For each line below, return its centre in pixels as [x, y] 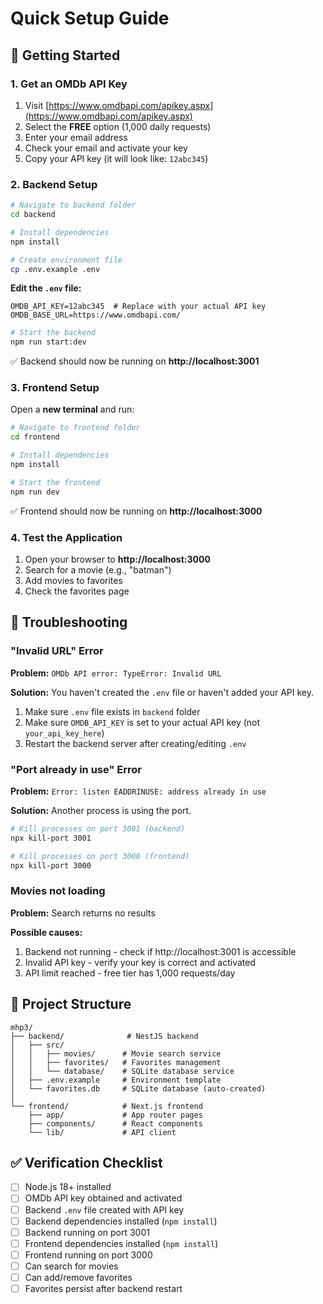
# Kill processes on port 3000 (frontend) [100, 856]
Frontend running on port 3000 [88, 1254]
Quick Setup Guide [90, 18]
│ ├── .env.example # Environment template [116, 1080]
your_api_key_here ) [64, 733]
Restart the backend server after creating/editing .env [135, 743]
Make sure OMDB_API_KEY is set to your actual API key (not [142, 722]
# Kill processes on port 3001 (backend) [98, 829]
